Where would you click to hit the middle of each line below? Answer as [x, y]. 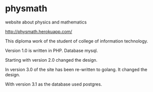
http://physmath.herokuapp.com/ [39, 31]
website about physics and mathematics [46, 22]
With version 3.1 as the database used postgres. [54, 84]
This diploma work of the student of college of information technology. [77, 41]
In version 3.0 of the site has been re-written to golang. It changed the [76, 69]
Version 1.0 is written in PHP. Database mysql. [52, 50]
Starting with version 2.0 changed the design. [51, 60]
